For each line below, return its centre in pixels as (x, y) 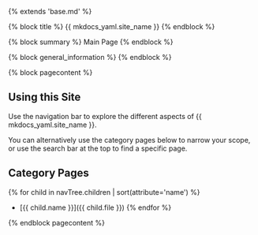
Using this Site (45, 97)
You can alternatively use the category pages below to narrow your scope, (129, 140)
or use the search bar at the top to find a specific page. (98, 148)
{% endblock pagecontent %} (56, 222)
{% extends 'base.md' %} (50, 11)
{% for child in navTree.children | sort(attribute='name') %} (104, 192)
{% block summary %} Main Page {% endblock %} (91, 42)
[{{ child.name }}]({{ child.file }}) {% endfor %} (95, 207)
